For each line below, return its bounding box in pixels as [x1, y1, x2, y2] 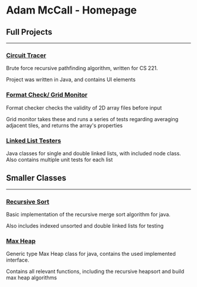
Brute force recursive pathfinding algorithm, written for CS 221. [6, 65, 158, 72]
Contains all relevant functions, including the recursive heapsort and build [6, 268, 185, 275]
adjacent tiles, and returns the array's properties [6, 122, 123, 129]
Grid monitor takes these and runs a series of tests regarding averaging [6, 115, 179, 122]
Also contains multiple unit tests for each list [6, 156, 113, 163]
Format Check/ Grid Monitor [6, 91, 88, 99]
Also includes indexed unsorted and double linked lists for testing [6, 222, 164, 229]
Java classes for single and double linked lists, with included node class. [6, 149, 181, 156]
